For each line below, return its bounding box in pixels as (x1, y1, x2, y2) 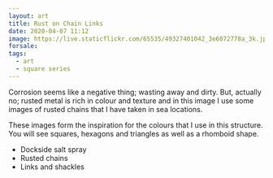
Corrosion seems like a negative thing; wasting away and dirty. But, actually (8, 87, 262, 97)
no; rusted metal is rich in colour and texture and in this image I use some (8, 95, 254, 106)
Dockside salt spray (19, 144, 87, 154)
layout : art (8, 11, 49, 20)
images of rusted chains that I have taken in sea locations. (8, 104, 203, 114)
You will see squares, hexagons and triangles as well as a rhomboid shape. (8, 128, 259, 138)
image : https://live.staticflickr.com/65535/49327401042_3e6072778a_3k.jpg (8, 34, 271, 43)
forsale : (8, 42, 38, 50)
